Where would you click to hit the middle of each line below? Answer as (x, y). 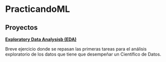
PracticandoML (37, 9)
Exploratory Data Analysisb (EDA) (41, 39)
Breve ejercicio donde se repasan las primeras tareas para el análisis (76, 49)
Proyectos (21, 28)
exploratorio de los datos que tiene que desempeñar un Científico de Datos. (83, 54)
